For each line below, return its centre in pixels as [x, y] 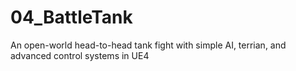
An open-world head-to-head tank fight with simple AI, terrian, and [148, 45]
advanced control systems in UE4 [80, 55]
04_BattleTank [71, 17]
